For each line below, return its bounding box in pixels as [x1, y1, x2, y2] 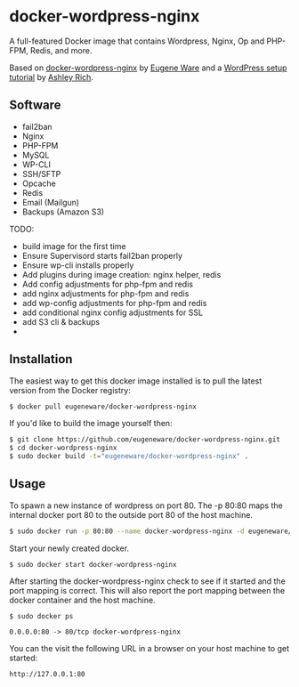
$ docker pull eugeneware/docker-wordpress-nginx [9, 402, 198, 411]
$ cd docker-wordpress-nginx [9, 443, 117, 453]
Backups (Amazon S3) [21, 206, 105, 217]
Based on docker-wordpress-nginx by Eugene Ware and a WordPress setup [9, 62, 287, 73]
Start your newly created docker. [9, 543, 130, 554]
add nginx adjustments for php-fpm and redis [21, 287, 190, 299]
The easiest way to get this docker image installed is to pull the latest [9, 376, 263, 386]
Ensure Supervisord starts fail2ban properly [21, 250, 183, 261]
